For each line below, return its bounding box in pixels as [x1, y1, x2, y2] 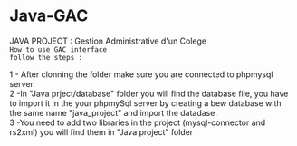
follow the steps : [9, 53, 83, 62]
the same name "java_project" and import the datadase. [9, 107, 217, 118]
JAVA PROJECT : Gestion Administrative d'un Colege [9, 35, 207, 46]
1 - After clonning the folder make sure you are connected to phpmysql [9, 69, 273, 80]
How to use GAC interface [9, 44, 107, 54]
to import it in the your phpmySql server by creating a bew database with [9, 97, 283, 109]
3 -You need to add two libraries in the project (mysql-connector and [9, 117, 266, 128]
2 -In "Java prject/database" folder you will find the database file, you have [9, 88, 289, 99]
